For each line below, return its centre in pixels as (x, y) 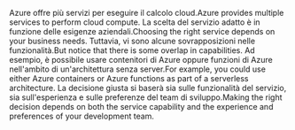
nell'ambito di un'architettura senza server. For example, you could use (137, 69)
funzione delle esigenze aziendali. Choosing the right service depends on (142, 31)
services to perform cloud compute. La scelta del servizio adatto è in (135, 22)
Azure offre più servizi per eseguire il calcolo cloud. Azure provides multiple (147, 13)
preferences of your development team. (82, 116)
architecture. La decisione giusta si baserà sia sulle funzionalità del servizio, (148, 88)
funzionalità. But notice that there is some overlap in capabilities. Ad (132, 50)
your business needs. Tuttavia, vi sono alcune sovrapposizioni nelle (132, 41)
